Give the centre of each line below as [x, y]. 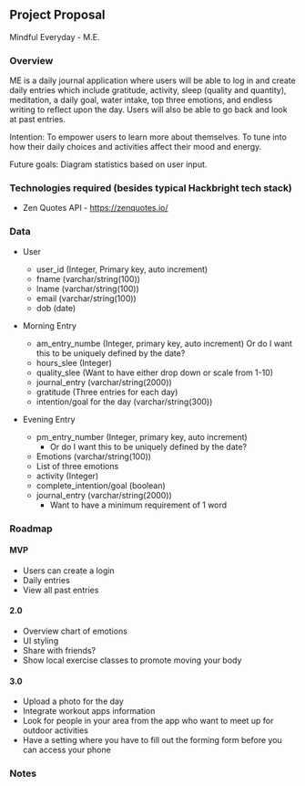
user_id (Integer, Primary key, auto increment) [122, 269]
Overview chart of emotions [75, 631]
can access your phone [66, 750]
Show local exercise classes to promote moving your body [132, 660]
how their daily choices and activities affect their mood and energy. [136, 147]
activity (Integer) [67, 476]
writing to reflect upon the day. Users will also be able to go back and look [149, 110]
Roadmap [31, 529]
